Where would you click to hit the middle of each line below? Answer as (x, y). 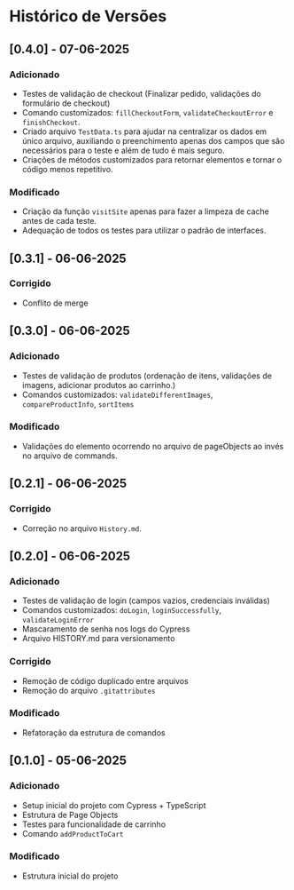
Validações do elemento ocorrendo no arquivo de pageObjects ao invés (153, 446)
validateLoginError (58, 620)
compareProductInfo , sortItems (78, 404)
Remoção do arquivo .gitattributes (89, 690)
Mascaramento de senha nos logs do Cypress (106, 629)
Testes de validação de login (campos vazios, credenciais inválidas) (146, 600)
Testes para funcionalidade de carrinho (94, 824)
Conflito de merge (55, 303)
